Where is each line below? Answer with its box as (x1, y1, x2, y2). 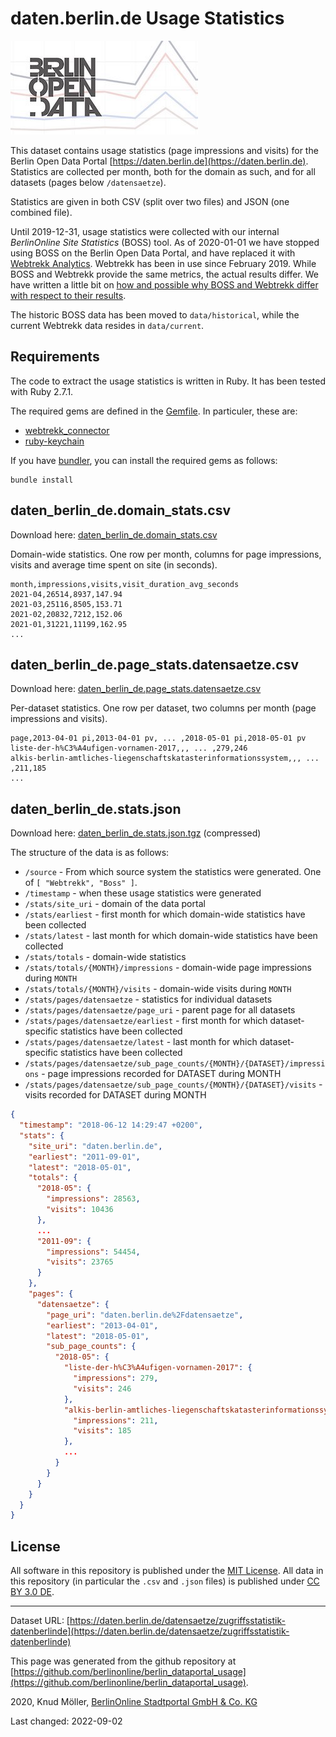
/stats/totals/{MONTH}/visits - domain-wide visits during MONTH (24, 983, 292, 995)
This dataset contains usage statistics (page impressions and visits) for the (10, 144, 319, 156)
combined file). (10, 206, 73, 218)
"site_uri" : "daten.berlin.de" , (28, 1141, 163, 1151)
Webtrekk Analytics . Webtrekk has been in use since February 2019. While (10, 257, 317, 269)
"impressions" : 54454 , (46, 1247, 141, 1257)
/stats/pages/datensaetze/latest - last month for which (24, 1036, 258, 1048)
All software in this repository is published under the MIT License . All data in (10, 1565, 324, 1577)
